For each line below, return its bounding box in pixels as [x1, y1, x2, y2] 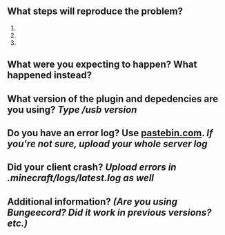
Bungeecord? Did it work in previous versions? [7, 207, 212, 218]
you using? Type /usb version [7, 104, 137, 115]
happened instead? [7, 69, 92, 82]
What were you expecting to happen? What [7, 59, 197, 70]
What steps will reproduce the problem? [7, 6, 184, 17]
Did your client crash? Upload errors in [7, 162, 177, 173]
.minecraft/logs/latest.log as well [7, 172, 154, 184]
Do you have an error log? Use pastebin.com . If [7, 127, 213, 139]
